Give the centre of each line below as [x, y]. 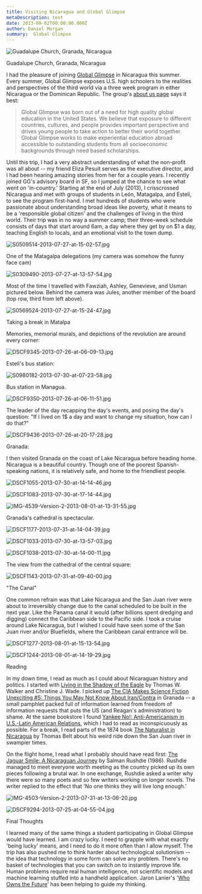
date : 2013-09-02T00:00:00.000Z [47, 23]
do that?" [17, 423]
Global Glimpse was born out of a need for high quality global [97, 112]
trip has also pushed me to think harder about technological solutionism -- [99, 852]
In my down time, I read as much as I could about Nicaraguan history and [97, 679]
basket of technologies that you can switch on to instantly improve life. [94, 865]
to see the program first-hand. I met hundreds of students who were [91, 201]
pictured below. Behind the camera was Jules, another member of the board [101, 293]
